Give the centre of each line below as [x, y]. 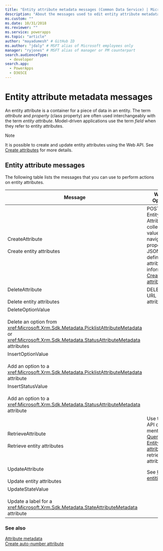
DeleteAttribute [25, 289]
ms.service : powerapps [28, 32]
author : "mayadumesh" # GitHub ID [40, 41]
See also [15, 528]
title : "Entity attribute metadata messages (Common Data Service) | [77, 9]
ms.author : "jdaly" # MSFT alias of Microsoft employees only [69, 46]
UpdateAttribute [26, 469]
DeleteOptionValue [29, 310]
